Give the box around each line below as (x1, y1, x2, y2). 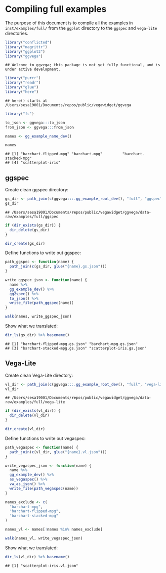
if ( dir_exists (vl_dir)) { (5, 408, 61, 413)
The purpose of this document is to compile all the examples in (5, 20, 133, 26)
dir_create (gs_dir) (5, 241, 45, 246)
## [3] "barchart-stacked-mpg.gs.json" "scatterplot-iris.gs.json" (5, 346, 147, 351)
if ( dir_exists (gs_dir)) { (5, 222, 61, 228)
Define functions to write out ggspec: (5, 250, 81, 256)
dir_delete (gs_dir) (9, 227, 50, 232)
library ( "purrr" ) (5, 76, 41, 81)
